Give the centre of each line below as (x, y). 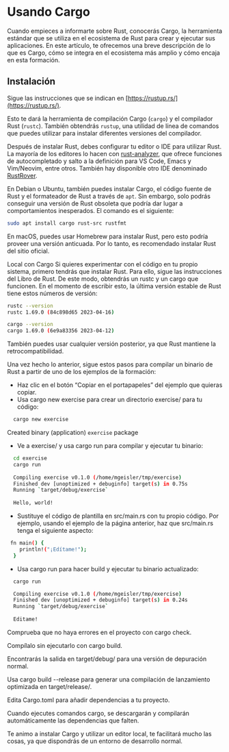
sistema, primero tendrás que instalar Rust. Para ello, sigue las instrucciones (114, 271)
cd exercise (30, 458)
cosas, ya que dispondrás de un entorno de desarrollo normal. (95, 741)
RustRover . (22, 175)
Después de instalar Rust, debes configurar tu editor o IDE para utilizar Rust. (114, 146)
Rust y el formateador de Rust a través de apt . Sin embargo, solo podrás (109, 196)
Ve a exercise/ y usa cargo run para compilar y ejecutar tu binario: (110, 446)
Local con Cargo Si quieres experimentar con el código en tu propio (103, 264)
